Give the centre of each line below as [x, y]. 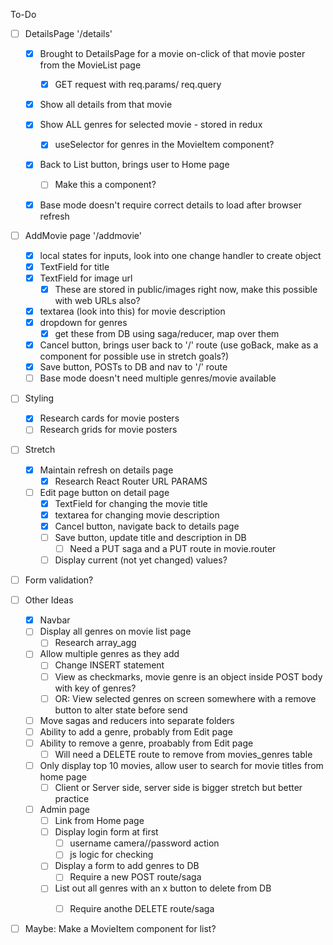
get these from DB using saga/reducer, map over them [167, 333]
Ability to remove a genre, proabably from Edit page [146, 743]
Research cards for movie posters [109, 418]
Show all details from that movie [106, 105]
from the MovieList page [90, 65]
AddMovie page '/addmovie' [83, 235]
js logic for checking [111, 855]
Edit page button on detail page [104, 492]
